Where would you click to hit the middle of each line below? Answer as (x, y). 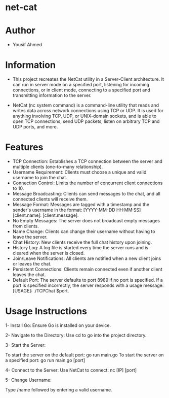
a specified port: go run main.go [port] (45, 360)
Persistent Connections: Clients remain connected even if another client (88, 269)
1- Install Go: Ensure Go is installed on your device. (58, 325)
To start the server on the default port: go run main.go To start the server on (85, 355)
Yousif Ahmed (27, 45)
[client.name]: (27, 215)
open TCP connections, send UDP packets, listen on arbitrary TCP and (86, 121)
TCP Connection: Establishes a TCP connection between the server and (88, 161)
